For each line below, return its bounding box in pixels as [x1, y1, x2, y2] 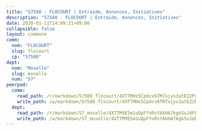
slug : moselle [11, 71, 47, 77]
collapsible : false [6, 25, 55, 32]
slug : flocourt [11, 48, 50, 54]
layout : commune [6, 31, 47, 37]
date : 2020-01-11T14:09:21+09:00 [6, 20, 90, 26]
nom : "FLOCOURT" [11, 43, 52, 49]
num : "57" [11, 76, 36, 82]
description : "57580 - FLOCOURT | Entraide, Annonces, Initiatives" [6, 14, 182, 21]
